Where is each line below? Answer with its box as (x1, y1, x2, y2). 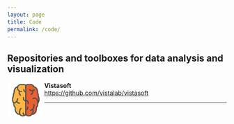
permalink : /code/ (7, 26, 61, 33)
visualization (7, 63, 65, 75)
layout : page (7, 11, 45, 18)
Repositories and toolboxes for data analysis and (7, 52, 224, 64)
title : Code (7, 18, 42, 26)
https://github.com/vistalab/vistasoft (44, 89, 149, 97)
